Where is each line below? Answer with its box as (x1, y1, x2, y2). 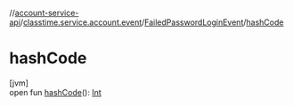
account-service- (14, 8, 79, 18)
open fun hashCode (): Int (9, 86, 102, 97)
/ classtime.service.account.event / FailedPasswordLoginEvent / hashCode (20, 17, 284, 28)
